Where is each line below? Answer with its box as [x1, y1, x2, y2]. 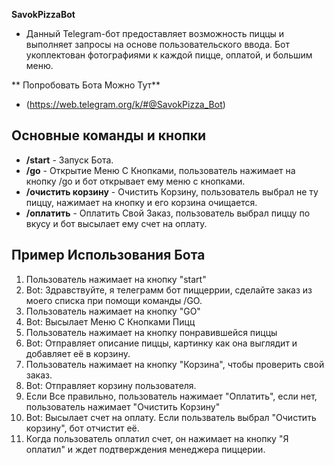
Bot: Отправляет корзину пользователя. [25, 379, 197, 391]
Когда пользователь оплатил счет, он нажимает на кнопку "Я [25, 432, 289, 444]
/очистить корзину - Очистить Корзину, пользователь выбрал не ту [25, 185, 319, 198]
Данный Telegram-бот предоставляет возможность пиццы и [25, 28, 285, 39]
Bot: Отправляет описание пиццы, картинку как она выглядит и [25, 337, 298, 349]
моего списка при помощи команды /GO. [25, 294, 203, 306]
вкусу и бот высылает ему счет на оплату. [25, 217, 208, 229]
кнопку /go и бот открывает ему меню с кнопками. [25, 175, 246, 187]
